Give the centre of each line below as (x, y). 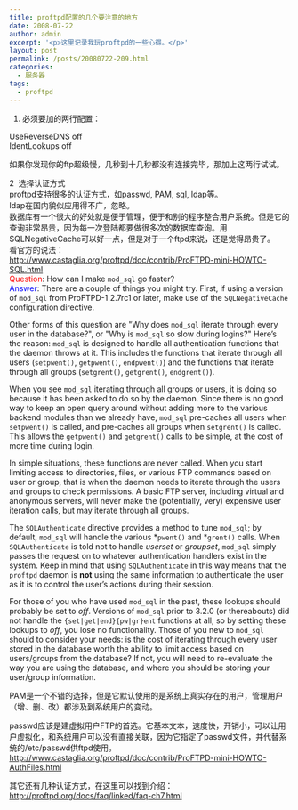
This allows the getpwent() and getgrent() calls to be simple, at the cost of (146, 436)
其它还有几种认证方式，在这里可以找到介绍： (91, 785)
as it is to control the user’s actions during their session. (112, 584)
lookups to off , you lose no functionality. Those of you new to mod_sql (137, 629)
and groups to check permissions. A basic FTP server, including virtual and (147, 491)
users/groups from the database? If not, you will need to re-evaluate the (141, 658)
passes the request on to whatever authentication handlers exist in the (138, 555)
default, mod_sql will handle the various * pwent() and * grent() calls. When (145, 537)
